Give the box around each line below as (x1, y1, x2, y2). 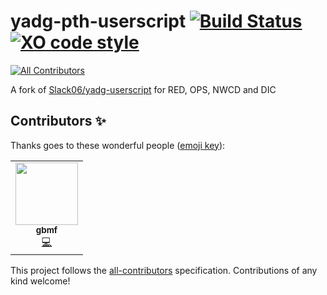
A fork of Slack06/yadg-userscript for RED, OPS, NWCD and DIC (10, 83, 277, 95)
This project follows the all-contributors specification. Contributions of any (10, 264, 318, 276)
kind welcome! (10, 275, 71, 287)
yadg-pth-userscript (10, 10, 187, 33)
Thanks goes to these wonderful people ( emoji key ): (10, 139, 226, 151)
